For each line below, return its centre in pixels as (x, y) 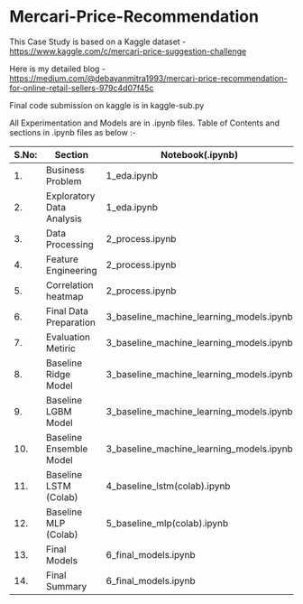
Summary (67, 586)
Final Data (67, 311)
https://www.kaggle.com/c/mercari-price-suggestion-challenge (128, 51)
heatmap (65, 296)
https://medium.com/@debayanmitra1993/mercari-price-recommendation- (149, 78)
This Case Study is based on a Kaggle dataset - (98, 42)
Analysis (64, 218)
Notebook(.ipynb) (200, 154)
